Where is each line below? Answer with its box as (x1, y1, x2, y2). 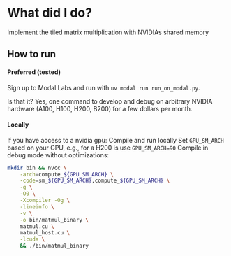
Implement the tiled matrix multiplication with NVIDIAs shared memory (7, 28, 209, 36)
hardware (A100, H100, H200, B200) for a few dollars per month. (7, 104, 193, 113)
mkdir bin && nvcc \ (7, 164, 68, 171)
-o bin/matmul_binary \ (20, 216, 89, 223)
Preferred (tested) (7, 68, 61, 76)
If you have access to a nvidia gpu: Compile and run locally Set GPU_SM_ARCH (7, 136, 225, 144)
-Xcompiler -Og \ (20, 197, 70, 204)
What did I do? (7, 5, 93, 21)
